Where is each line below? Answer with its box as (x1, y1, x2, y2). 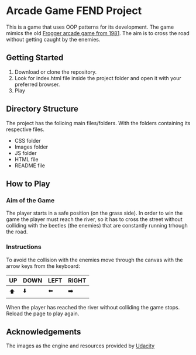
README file (14, 162, 46, 169)
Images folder (14, 143, 49, 150)
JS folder (14, 149, 37, 156)
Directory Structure (6, 104, 79, 114)
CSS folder (14, 137, 41, 144)
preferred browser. (14, 81, 60, 88)
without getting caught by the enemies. (6, 36, 101, 43)
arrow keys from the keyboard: (6, 262, 80, 270)
